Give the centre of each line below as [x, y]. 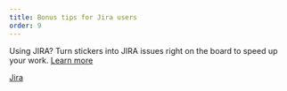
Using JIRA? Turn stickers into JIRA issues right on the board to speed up [143, 50]
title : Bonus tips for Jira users [74, 17]
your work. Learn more [51, 60]
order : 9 [25, 26]
